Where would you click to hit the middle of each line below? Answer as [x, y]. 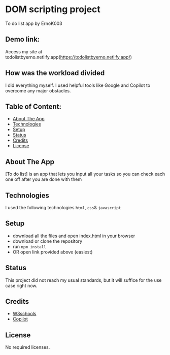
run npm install [29, 246]
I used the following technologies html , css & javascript [63, 207]
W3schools [24, 314]
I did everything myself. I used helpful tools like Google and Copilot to [78, 85]
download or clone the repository [47, 241]
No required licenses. [28, 347]
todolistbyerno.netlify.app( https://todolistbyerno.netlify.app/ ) [69, 57]
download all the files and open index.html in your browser [74, 236]
